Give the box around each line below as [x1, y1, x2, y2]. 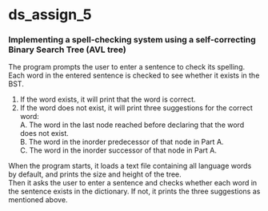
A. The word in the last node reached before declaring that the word [19, 120, 245, 129]
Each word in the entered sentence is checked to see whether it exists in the [8, 70, 260, 81]
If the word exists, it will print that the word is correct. [19, 94, 196, 105]
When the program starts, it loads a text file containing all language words [8, 161, 252, 171]
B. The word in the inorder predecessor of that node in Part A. [19, 137, 224, 147]
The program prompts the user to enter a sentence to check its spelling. [8, 62, 246, 72]
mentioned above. [8, 195, 68, 205]
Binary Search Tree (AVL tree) [8, 44, 126, 55]
